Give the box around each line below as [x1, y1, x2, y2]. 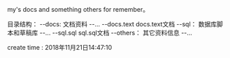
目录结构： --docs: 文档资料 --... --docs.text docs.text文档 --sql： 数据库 [7, 20, 217, 28]
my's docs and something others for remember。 [7, 6, 149, 13]
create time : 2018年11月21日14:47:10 [7, 43, 113, 51]
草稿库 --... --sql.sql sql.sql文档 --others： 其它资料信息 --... [19, 29, 192, 37]
